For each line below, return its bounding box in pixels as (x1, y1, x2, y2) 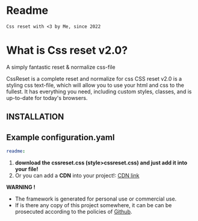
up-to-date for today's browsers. (6, 94, 88, 101)
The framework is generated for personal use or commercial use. (14, 195, 177, 202)
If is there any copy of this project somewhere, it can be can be (14, 201, 172, 208)
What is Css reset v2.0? (6, 43, 128, 57)
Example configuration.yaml (6, 132, 115, 142)
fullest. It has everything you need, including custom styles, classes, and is (6, 88, 192, 95)
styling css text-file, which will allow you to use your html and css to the (6, 81, 185, 89)
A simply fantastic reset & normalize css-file (6, 63, 116, 70)
